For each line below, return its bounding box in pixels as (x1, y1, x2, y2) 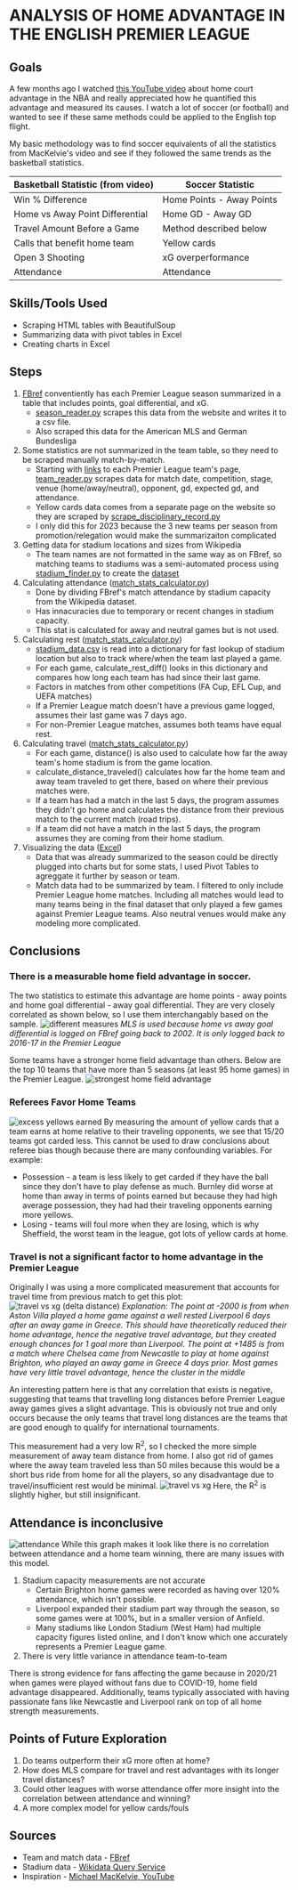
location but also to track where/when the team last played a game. (35, 653, 283, 663)
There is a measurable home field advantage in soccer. (9, 969, 252, 982)
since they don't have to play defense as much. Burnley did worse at (21, 1180, 274, 1191)
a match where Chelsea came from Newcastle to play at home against (9, 1348, 270, 1359)
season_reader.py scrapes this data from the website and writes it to (35, 407, 287, 418)
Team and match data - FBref (21, 1852, 131, 1862)
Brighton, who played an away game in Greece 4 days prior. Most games (9, 1357, 278, 1367)
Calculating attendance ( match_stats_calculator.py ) (21, 577, 210, 588)
